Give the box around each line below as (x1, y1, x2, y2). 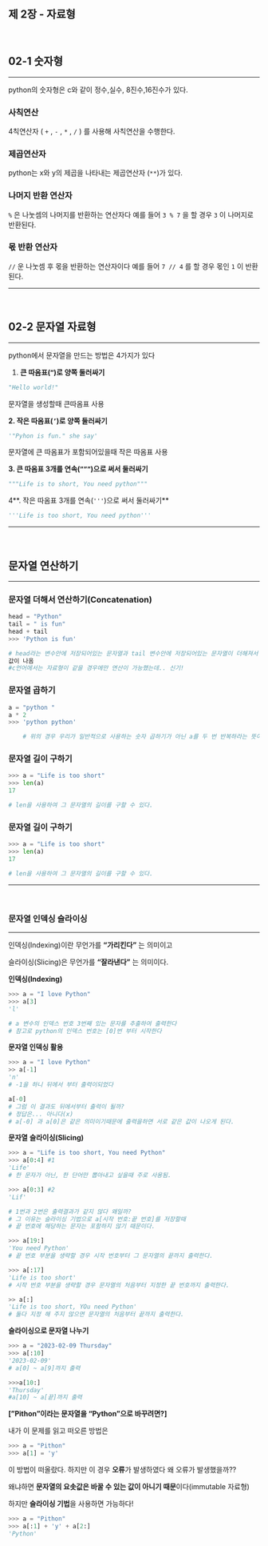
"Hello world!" (8, 383, 59, 391)
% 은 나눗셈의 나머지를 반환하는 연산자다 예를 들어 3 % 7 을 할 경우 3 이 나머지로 (8, 210, 254, 219)
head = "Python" (8, 613, 62, 621)
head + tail (8, 627, 48, 635)
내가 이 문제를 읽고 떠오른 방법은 (8, 1426, 109, 1436)
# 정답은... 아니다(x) (8, 1110, 74, 1118)
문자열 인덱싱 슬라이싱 (8, 913, 88, 924)
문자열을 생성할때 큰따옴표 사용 (8, 399, 105, 408)
